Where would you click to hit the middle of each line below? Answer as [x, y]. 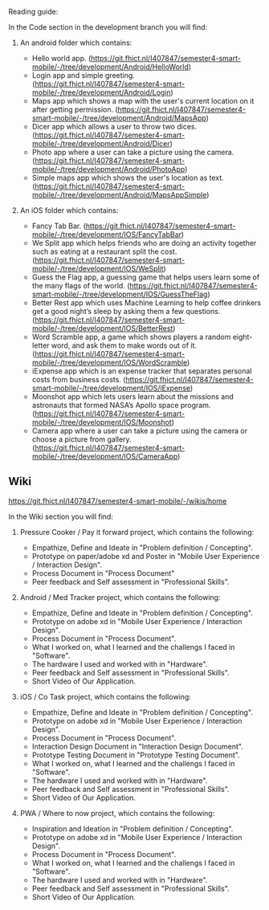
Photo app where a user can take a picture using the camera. [133, 152]
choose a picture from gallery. [82, 439]
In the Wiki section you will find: [61, 516]
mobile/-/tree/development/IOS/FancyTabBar [107, 235]
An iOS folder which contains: [69, 210]
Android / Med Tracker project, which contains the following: [120, 597]
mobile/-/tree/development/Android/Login [101, 92]
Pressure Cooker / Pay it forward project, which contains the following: [137, 532]
